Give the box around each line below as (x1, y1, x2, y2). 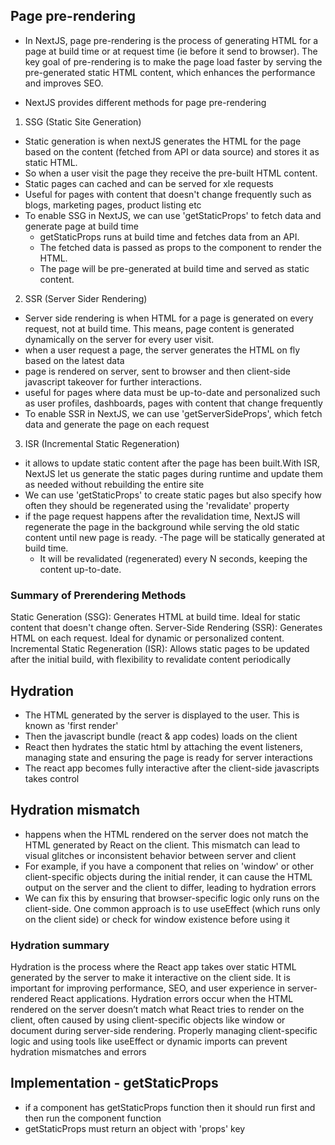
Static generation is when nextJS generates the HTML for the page (24, 135, 302, 147)
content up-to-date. (39, 563, 122, 575)
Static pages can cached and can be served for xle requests (24, 177, 274, 189)
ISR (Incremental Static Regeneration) (24, 437, 180, 449)
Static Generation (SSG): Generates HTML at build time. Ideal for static (10, 611, 301, 623)
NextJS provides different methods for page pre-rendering (24, 96, 267, 108)
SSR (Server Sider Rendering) (24, 292, 148, 304)
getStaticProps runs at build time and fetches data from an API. (39, 230, 300, 243)
